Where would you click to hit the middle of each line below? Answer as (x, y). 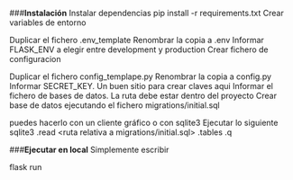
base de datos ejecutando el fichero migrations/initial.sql (114, 105)
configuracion (35, 59)
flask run (26, 167)
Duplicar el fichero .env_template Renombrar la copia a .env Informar (137, 40)
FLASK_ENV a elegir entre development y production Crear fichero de (139, 49)
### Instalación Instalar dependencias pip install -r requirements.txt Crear (146, 13)
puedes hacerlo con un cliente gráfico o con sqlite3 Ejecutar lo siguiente (144, 122)
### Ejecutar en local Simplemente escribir (89, 149)
